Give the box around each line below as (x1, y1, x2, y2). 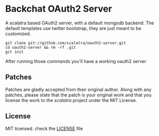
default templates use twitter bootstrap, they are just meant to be (5, 25, 141, 31)
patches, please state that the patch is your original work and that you (5, 92, 151, 98)
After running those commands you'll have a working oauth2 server (5, 58, 146, 64)
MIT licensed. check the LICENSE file (5, 125, 83, 131)
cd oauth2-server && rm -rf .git (5, 45, 76, 50)
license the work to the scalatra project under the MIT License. (5, 97, 137, 103)
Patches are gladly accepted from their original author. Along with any (5, 86, 151, 92)
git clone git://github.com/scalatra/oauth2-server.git (5, 40, 126, 46)
